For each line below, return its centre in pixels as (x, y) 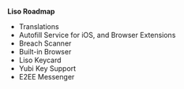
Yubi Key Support (47, 69)
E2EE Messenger (47, 77)
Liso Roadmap (31, 11)
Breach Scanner (45, 43)
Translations (39, 26)
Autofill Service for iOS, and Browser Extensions (97, 35)
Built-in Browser (45, 52)
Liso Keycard (40, 60)
